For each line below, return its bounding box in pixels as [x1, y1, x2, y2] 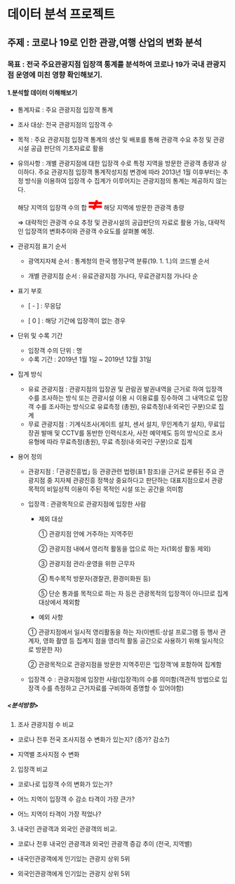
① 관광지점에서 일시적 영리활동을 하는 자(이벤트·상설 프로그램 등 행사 [27, 627, 219, 636]
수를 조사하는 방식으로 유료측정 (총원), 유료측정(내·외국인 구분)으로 [35, 402, 217, 410]
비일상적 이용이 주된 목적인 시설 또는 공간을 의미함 [46, 485, 184, 493]
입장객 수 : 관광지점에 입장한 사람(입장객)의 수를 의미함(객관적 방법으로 [27, 675, 220, 683]
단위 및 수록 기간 [17, 331, 63, 340]
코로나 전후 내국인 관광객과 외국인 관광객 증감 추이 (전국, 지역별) [17, 839, 193, 848]
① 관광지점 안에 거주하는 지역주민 [38, 529, 133, 537]
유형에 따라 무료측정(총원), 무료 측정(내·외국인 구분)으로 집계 [27, 437, 193, 446]
